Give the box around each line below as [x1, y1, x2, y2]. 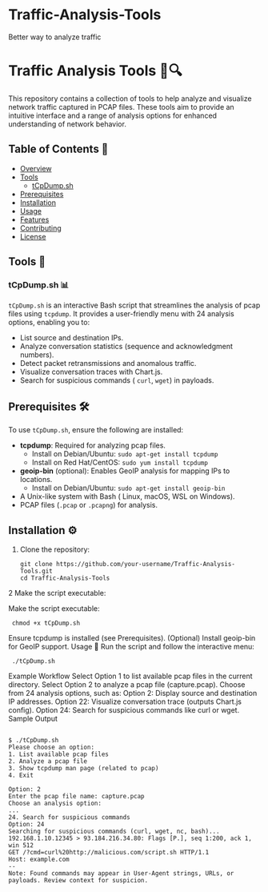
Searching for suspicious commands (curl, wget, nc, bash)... [8, 827, 220, 835]
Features [19, 215, 50, 224]
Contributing [19, 223, 62, 233]
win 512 [8, 842, 34, 850]
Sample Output [8, 714, 58, 723]
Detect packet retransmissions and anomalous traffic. [19, 359, 197, 368]
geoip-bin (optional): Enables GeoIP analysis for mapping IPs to [19, 466, 230, 476]
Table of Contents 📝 [8, 143, 109, 156]
